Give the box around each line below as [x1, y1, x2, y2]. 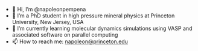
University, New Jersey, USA [11, 19, 84, 25]
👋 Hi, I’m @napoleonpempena [11, 6, 86, 13]
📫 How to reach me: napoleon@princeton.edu [11, 38, 129, 45]
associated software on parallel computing [11, 31, 118, 38]
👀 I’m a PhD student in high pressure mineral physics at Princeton [11, 12, 175, 19]
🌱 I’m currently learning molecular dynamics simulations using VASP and [11, 25, 193, 32]
